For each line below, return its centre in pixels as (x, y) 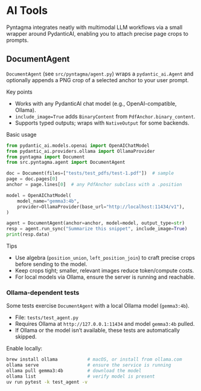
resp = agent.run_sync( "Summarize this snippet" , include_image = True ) (97, 229)
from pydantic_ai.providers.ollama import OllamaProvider (81, 151)
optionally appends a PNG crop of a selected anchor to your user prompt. (97, 80)
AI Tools (27, 11)
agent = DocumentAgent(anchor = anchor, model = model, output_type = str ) (96, 223)
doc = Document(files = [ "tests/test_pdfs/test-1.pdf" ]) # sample (90, 173)
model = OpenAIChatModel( (39, 195)
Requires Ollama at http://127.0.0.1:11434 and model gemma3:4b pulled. (105, 324)
